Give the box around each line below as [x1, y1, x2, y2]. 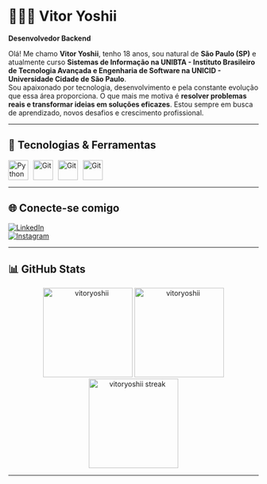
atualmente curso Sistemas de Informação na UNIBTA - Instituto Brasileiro [8, 57, 256, 67]
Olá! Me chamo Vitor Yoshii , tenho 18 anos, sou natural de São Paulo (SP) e [8, 48, 257, 58]
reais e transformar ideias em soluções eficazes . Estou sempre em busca [8, 99, 253, 109]
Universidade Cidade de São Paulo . [8, 74, 127, 83]
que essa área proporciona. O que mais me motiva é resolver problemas [8, 91, 247, 100]
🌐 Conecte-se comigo [8, 202, 120, 215]
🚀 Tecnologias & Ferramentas [8, 138, 157, 152]
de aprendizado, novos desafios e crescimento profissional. [8, 107, 204, 118]
